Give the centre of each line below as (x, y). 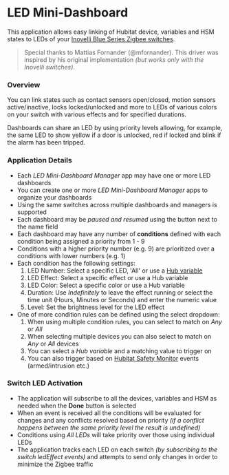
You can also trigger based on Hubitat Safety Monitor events (113, 358)
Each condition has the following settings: (76, 263)
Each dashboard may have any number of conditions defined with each (119, 234)
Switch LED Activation (45, 383)
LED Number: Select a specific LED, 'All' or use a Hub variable (115, 271)
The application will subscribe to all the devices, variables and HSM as (117, 398)
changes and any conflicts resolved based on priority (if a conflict (110, 420)
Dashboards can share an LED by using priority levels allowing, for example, (115, 128)
